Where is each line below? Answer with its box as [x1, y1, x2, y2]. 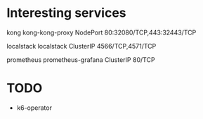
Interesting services [6, 5, 127, 21]
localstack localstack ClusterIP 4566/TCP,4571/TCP [6, 42, 157, 50]
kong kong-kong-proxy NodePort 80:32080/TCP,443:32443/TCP [6, 28, 197, 37]
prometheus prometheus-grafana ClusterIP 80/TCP [6, 55, 155, 64]
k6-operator [16, 104, 52, 112]
